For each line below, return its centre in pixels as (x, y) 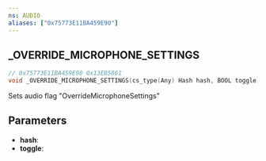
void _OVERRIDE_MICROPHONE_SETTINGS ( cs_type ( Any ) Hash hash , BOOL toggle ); (136, 81)
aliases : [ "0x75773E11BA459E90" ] (63, 23)
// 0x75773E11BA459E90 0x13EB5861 (65, 73)
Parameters (38, 121)
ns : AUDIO (25, 15)
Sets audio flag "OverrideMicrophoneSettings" (84, 96)
